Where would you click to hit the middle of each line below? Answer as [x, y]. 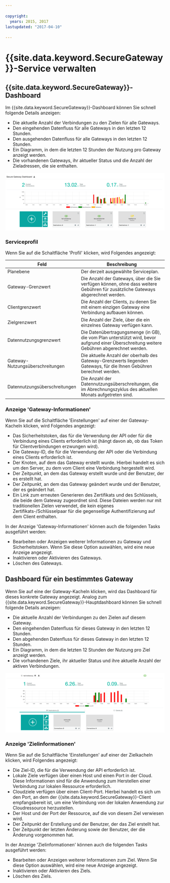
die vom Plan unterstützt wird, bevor [118, 337]
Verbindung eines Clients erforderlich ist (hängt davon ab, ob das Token [88, 441]
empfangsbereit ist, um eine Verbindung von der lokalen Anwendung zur [88, 803]
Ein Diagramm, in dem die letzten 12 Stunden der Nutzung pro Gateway [87, 150]
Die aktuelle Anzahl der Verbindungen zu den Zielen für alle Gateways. [86, 123]
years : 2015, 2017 [29, 21]
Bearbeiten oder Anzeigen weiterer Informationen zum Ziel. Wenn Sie [85, 860]
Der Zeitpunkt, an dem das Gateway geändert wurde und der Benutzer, [87, 484]
